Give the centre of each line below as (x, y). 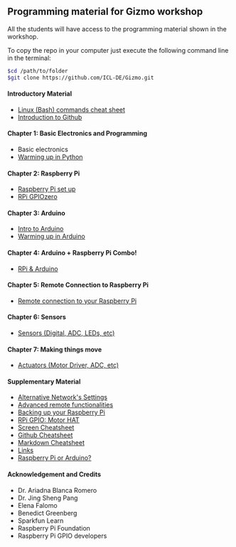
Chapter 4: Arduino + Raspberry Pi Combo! (72, 252)
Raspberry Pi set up (47, 189)
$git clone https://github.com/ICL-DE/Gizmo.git (81, 78)
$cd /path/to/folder (38, 71)
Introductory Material (40, 94)
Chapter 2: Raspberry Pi (44, 173)
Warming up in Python (50, 157)
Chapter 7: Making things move (54, 349)
